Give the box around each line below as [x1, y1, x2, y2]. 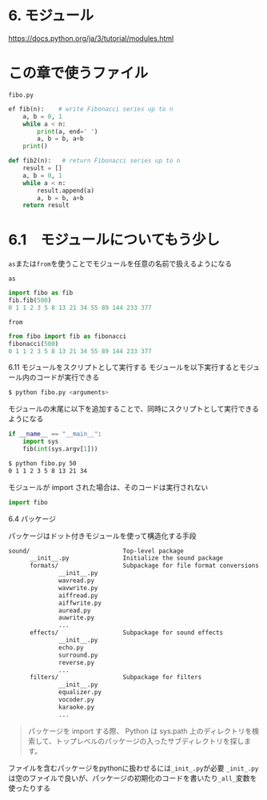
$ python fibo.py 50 [8, 459, 78, 468]
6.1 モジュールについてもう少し [8, 231, 221, 249]
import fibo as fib [8, 289, 74, 297]
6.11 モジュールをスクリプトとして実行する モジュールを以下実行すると [8, 363, 240, 372]
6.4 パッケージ [8, 513, 56, 524]
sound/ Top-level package [8, 547, 184, 555]
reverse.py [58, 658, 94, 666]
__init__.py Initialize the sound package [29, 554, 224, 562]
